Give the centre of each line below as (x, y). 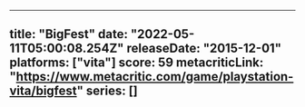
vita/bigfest (43, 91)
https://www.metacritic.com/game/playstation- (155, 77)
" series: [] (107, 91)
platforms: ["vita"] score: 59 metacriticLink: (137, 63)
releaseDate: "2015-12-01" (204, 49)
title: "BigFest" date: (69, 34)
